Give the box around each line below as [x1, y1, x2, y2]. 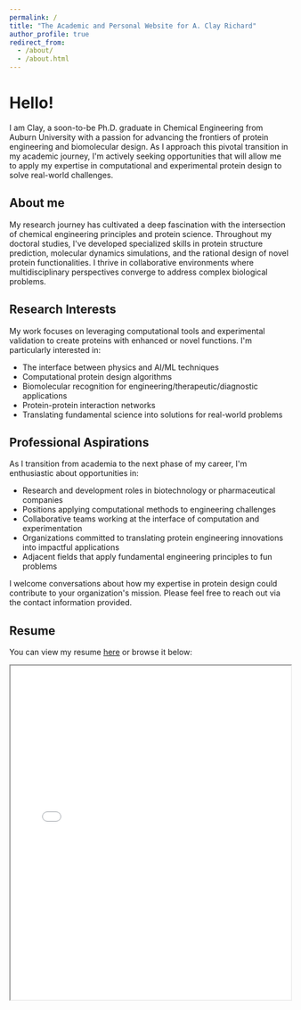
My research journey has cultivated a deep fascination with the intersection [9, 219, 286, 230]
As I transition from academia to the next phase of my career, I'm [9, 458, 248, 469]
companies [21, 495, 64, 505]
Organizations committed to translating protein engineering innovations [21, 532, 283, 544]
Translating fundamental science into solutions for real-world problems [21, 409, 283, 420]
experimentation [21, 523, 83, 534]
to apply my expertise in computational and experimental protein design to [9, 160, 282, 170]
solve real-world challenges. [9, 169, 114, 180]
